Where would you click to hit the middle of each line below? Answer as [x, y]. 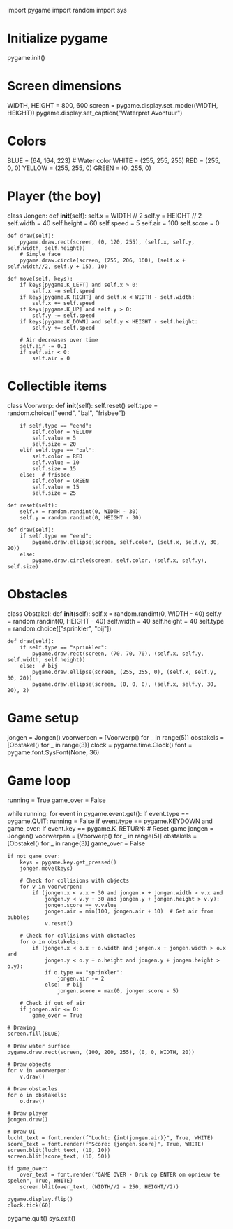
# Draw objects [29, 1064]
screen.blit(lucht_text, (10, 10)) [59, 1150]
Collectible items [57, 386]
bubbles [18, 917]
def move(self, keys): [40, 279]
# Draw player [28, 1113]
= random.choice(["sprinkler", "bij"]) [59, 628]
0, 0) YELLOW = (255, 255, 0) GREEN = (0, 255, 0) [79, 168]
